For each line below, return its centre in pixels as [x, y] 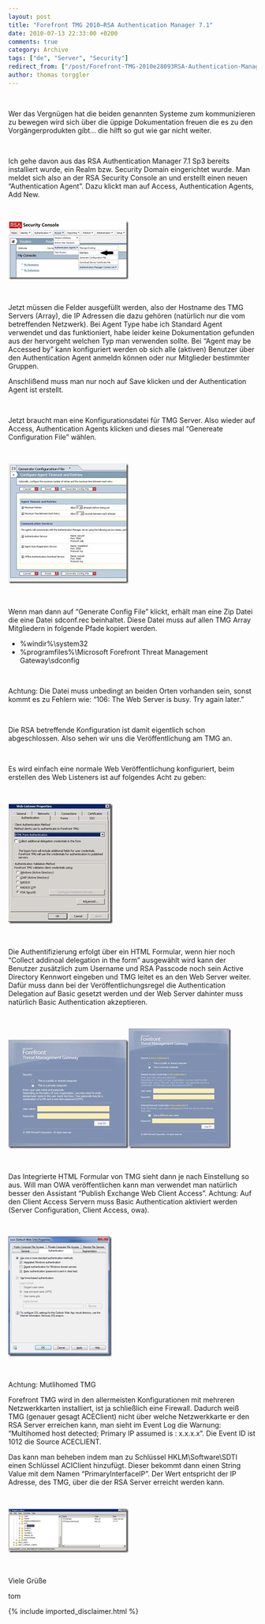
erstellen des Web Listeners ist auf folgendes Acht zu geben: [107, 777]
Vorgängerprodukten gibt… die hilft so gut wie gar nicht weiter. [110, 130]
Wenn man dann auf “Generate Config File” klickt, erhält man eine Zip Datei [131, 611]
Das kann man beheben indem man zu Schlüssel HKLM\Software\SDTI [123, 1457]
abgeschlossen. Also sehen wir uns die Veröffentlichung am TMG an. [120, 738]
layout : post [30, 17]
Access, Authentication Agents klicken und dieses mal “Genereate [116, 428]
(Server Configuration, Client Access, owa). [79, 1210]
